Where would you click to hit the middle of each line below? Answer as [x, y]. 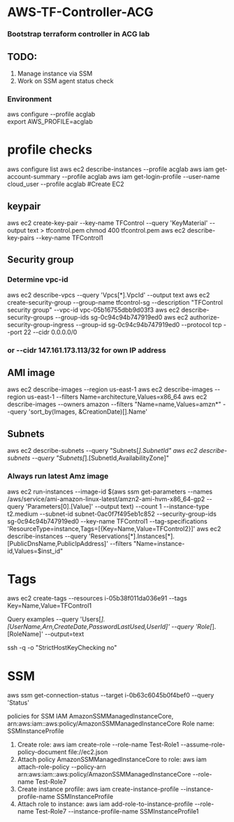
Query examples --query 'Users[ [54, 619]
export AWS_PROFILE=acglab [50, 122]
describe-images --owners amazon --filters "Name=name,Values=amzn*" [114, 404]
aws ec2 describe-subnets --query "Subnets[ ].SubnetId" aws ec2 [102, 451]
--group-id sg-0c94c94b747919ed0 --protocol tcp [149, 324]
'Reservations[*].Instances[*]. [131, 536]
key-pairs [21, 238]
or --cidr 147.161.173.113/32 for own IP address [87, 350]
